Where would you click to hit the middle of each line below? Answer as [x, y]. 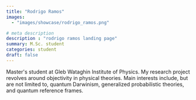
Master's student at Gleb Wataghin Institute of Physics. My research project [98, 72]
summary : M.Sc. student [35, 44]
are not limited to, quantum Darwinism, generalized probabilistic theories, [95, 84]
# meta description [30, 33]
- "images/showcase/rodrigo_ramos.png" [61, 22]
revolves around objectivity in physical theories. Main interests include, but [97, 78]
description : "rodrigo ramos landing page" [62, 39]
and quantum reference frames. [45, 90]
